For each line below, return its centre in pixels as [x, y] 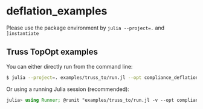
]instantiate [23, 33]
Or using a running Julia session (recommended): [68, 89]
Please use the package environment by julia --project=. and [85, 28]
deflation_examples [57, 11]
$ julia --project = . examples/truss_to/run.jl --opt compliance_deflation [102, 77]
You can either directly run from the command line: [69, 66]
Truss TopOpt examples [52, 52]
